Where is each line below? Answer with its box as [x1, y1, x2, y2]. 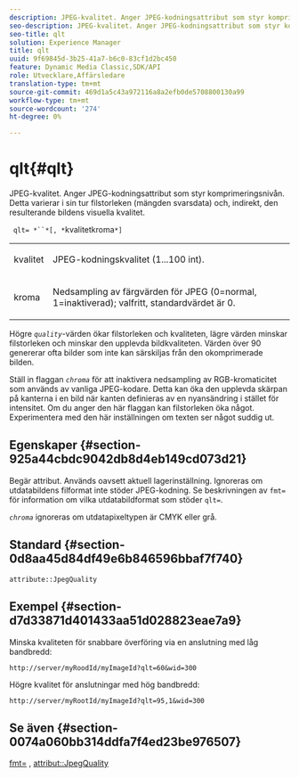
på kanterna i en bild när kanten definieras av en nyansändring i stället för [9, 393, 279, 404]
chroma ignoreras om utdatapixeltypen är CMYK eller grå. [9, 511, 218, 522]
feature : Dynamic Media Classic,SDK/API [9, 63, 162, 72]
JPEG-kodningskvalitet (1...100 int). [53, 253, 205, 266]
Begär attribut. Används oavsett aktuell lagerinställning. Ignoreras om [9, 475, 263, 486]
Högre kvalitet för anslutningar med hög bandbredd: [9, 679, 200, 690]
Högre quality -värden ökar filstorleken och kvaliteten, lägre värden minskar [9, 329, 287, 339]
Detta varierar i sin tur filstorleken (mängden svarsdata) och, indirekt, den [9, 198, 279, 209]
